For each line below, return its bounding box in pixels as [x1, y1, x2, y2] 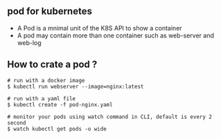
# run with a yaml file [7, 95, 76, 102]
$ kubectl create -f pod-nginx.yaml [7, 101, 113, 108]
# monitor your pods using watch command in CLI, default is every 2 [7, 113, 213, 120]
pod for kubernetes [7, 6, 92, 17]
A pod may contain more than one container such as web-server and [17, 31, 215, 39]
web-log [17, 38, 42, 47]
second [7, 119, 26, 127]
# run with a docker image [7, 77, 85, 84]
